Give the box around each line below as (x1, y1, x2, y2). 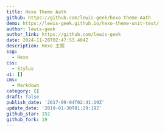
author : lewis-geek (6, 26, 56, 32)
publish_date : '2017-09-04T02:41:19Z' (6, 99, 105, 105)
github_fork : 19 (6, 116, 47, 122)
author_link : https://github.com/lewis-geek (6, 32, 121, 38)
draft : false (6, 94, 40, 100)
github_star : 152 (6, 111, 51, 117)
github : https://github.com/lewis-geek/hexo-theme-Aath (6, 15, 151, 21)
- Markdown (12, 83, 40, 89)
